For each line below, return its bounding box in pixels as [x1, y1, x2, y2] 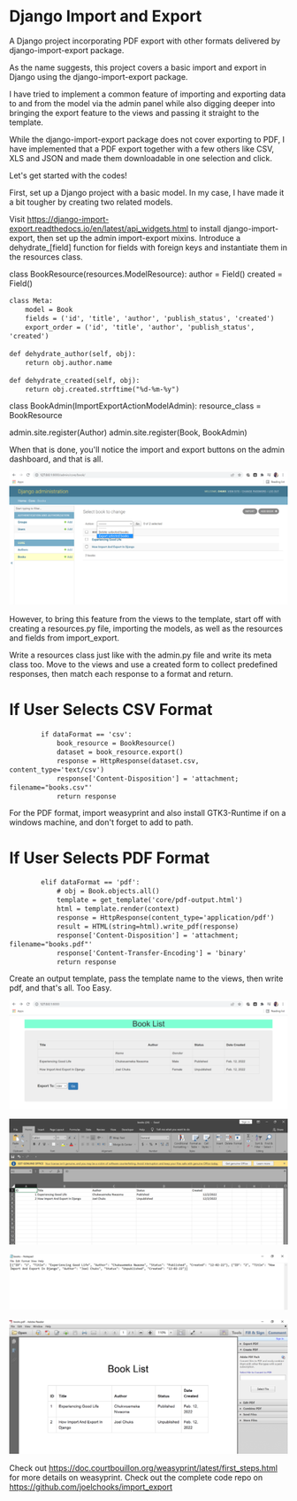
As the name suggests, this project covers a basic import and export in [9, 62, 267, 73]
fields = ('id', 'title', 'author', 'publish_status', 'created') [25, 314, 275, 323]
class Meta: [9, 296, 53, 305]
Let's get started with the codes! [9, 170, 128, 181]
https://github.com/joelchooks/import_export [9, 1482, 173, 1492]
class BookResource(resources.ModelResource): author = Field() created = [9, 268, 283, 279]
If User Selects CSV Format [9, 699, 213, 719]
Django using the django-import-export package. [9, 71, 188, 82]
